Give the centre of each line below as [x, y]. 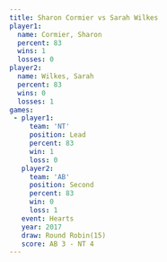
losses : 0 [35, 59]
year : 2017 [42, 227]
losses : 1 [35, 101]
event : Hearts [48, 218]
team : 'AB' [49, 176]
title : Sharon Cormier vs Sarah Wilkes [84, 18]
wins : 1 [32, 51]
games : [22, 110]
